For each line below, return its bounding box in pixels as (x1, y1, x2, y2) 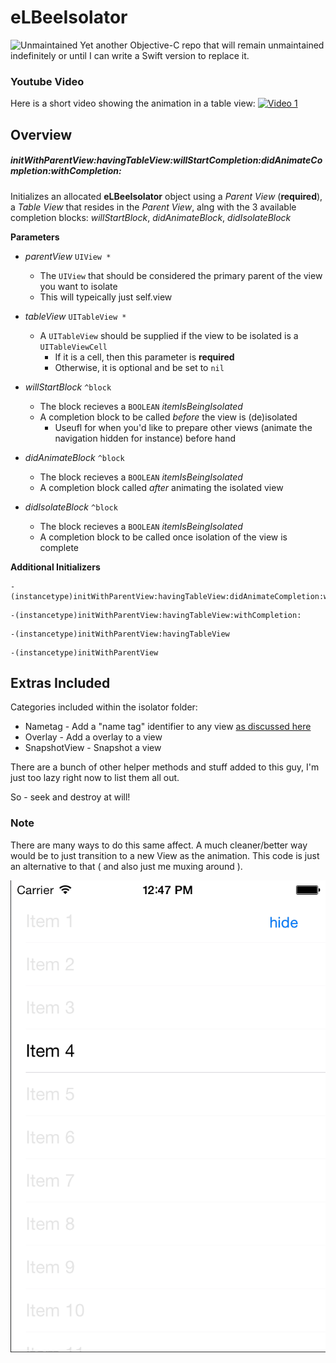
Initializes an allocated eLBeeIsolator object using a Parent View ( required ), (10, 190, 323, 202)
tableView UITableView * (24, 310, 127, 322)
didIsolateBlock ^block (24, 501, 118, 513)
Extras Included (10, 674, 111, 691)
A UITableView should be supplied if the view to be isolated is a (39, 329, 299, 341)
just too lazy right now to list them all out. (10, 772, 180, 784)
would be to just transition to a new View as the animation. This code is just (10, 849, 320, 861)
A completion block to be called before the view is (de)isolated (39, 411, 298, 423)
